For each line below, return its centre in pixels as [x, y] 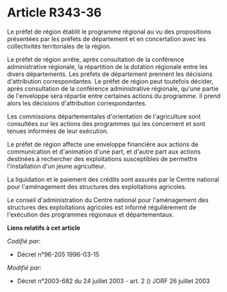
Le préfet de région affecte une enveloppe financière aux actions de [103, 144]
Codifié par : [24, 241]
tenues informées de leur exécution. [58, 131]
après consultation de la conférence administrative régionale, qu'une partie [113, 88]
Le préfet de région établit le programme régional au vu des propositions [109, 32]
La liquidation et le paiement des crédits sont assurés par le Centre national [113, 179]
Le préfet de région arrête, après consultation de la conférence [96, 59]
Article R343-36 [54, 13]
